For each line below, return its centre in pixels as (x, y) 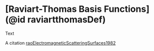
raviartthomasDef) (66, 20)
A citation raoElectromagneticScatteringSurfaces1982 (60, 43)
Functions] (127, 9)
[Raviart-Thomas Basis (54, 9)
